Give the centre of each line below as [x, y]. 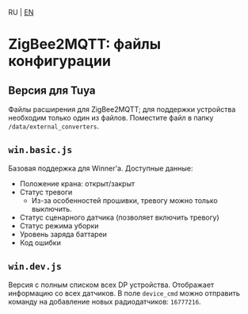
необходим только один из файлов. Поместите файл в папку [111, 118]
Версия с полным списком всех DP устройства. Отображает [111, 285]
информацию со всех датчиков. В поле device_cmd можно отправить [124, 293]
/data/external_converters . [54, 126]
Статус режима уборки [59, 225]
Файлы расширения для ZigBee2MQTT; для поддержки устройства [122, 109]
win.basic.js [40, 150]
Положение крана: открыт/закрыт [77, 183]
